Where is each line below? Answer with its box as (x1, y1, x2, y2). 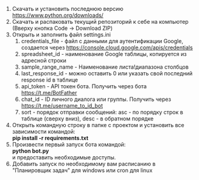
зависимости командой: (12, 128, 75, 135)
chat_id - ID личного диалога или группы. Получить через (21, 95, 172, 103)
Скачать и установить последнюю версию (12, 5, 124, 12)
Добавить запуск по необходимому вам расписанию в (12, 161, 156, 167)
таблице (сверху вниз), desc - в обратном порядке (21, 115, 154, 122)
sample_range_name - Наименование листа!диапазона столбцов (21, 63, 189, 71)
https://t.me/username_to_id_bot (21, 102, 103, 109)
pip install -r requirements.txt (12, 134, 89, 142)
